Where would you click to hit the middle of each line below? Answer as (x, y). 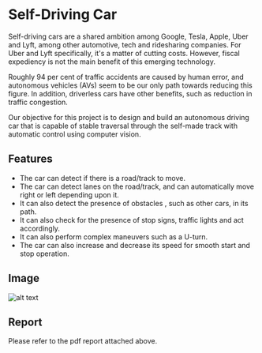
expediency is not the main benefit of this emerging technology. (112, 62)
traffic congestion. (38, 102)
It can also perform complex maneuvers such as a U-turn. (114, 237)
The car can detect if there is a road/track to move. (102, 178)
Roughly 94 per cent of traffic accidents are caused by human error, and (126, 77)
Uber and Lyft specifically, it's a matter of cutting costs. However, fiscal (124, 53)
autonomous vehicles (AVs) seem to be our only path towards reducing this (130, 85)
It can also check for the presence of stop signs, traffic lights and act (132, 220)
